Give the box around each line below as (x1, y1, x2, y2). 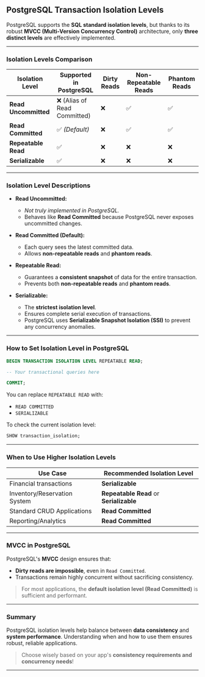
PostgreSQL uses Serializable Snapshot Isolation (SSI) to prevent (24, 317, 191, 324)
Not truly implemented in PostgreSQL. (24, 207, 120, 214)
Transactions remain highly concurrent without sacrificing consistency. (15, 573, 194, 581)
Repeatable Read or (101, 489, 160, 498)
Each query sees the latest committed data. (24, 243, 134, 251)
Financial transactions (9, 479, 73, 487)
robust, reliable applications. (6, 640, 77, 647)
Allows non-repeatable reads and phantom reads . (24, 250, 153, 257)
